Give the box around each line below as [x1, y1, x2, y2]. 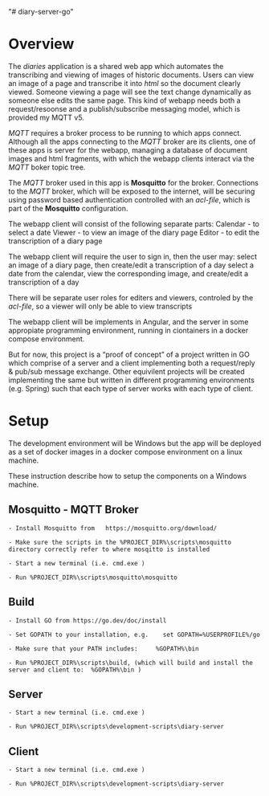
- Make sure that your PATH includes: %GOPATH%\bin [8, 644, 199, 653]
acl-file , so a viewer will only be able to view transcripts [8, 301, 193, 311]
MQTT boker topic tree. [8, 162, 86, 172]
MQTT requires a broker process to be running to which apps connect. [8, 128, 243, 137]
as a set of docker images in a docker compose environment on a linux [8, 447, 243, 456]
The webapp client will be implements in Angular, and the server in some [8, 316, 249, 326]
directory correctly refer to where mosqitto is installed [8, 545, 210, 553]
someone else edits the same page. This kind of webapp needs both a [8, 96, 241, 105]
